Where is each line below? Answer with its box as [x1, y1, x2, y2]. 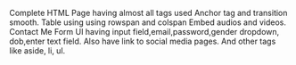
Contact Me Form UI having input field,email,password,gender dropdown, [9, 27, 280, 37]
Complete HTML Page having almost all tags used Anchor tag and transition [9, 8, 288, 18]
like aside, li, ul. [9, 45, 66, 56]
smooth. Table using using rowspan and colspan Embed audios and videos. [9, 17, 287, 28]
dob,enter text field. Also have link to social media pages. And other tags [9, 36, 276, 46]
